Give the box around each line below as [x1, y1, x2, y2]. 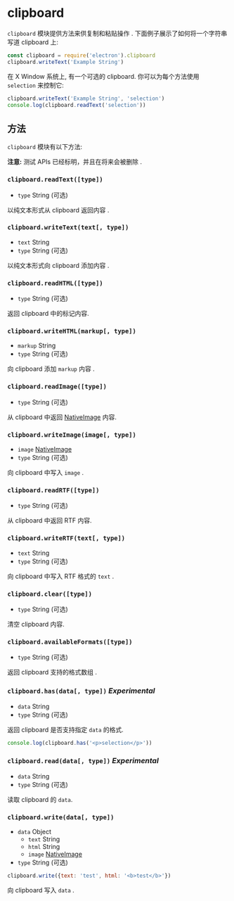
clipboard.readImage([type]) [7, 383, 108, 391]
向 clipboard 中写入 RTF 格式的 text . [7, 572, 115, 580]
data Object [17, 827, 51, 836]
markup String [17, 341, 56, 350]
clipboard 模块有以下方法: [7, 143, 83, 151]
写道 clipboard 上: [7, 37, 58, 46]
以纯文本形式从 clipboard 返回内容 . [7, 205, 110, 214]
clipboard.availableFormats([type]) [7, 638, 133, 646]
